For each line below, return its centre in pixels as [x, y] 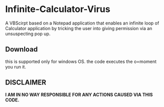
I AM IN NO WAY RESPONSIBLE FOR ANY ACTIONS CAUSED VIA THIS [79, 94]
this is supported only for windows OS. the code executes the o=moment [81, 61]
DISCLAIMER [26, 83]
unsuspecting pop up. [28, 33]
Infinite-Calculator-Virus [58, 9]
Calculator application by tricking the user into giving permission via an [79, 28]
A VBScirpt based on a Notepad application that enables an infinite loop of [82, 23]
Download [21, 49]
